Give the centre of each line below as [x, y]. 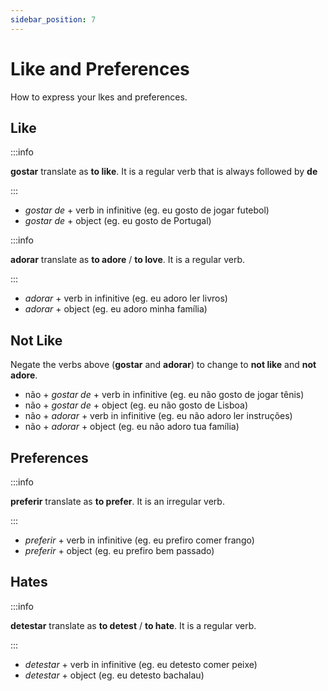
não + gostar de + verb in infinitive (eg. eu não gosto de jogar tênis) [164, 395]
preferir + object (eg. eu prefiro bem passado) [119, 550]
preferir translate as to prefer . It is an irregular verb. [117, 501]
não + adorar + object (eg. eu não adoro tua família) [132, 427]
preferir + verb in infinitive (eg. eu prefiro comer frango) [139, 540]
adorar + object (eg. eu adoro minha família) [116, 309]
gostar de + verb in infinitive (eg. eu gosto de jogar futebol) [147, 210]
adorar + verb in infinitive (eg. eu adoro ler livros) [126, 298]
